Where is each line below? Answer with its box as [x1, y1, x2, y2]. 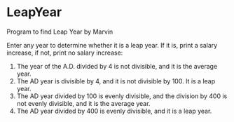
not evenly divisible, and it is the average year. [16, 99, 151, 107]
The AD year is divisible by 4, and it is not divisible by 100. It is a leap [16, 76, 216, 85]
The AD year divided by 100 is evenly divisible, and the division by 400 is [16, 92, 228, 100]
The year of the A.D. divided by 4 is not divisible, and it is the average [16, 62, 218, 70]
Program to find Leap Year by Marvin [6, 27, 113, 36]
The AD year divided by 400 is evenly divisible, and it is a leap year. [16, 107, 212, 115]
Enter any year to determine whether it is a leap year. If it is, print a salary [6, 41, 218, 49]
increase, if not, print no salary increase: [6, 48, 123, 57]
